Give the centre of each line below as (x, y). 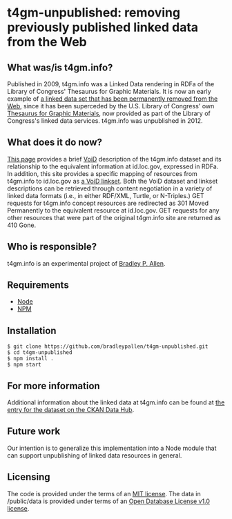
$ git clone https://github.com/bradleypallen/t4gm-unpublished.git (108, 346)
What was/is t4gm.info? (60, 67)
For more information (54, 385)
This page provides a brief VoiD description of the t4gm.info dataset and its (115, 159)
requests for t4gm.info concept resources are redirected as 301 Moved (108, 203)
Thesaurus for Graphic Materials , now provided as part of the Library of (109, 113)
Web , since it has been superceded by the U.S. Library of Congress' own (111, 106)
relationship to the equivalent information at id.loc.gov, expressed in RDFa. (113, 166)
